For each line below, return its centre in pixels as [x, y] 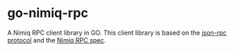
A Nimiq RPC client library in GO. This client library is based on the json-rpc [117, 33]
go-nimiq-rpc [48, 13]
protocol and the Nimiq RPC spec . [57, 40]
